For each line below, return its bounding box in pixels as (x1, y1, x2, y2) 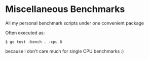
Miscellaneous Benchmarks (5, 3, 125, 15)
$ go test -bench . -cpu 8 (5, 39, 62, 44)
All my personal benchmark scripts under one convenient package (5, 20, 144, 26)
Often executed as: (5, 29, 45, 35)
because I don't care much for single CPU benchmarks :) (5, 48, 124, 54)
